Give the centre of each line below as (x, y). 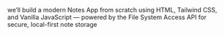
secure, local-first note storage (52, 24)
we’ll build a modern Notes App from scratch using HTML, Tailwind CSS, (112, 10)
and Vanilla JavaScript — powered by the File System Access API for (107, 17)
